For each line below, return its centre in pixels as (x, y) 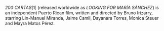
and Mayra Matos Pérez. (30, 23)
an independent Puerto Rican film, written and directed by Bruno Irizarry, (79, 13)
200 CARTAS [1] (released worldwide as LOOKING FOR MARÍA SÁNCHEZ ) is (82, 8)
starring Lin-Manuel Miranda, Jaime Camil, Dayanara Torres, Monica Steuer (82, 18)
